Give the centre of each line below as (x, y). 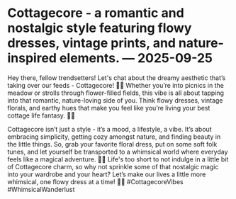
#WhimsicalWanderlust (41, 189)
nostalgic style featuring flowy (100, 28)
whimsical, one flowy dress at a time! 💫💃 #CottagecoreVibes (95, 181)
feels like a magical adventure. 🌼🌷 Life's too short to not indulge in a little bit (118, 159)
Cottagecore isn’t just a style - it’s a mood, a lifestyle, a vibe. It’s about (109, 129)
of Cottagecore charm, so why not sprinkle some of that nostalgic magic (113, 166)
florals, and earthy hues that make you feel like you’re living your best (109, 108)
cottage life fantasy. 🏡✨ (41, 115)
